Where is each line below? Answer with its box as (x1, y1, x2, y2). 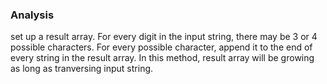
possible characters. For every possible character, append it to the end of (10, 41, 313, 53)
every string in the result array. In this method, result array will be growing (10, 52, 315, 64)
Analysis (10, 8, 55, 22)
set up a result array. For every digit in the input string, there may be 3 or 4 (10, 31, 318, 43)
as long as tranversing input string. (10, 63, 154, 75)
